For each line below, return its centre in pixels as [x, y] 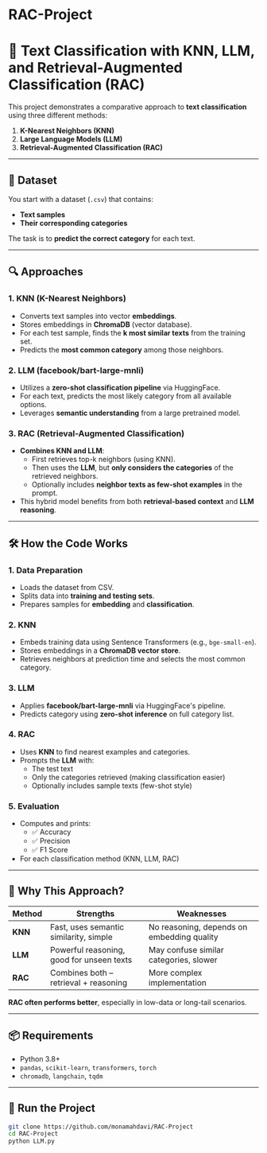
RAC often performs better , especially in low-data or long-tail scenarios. [128, 1002]
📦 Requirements [51, 1036]
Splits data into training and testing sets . [87, 596]
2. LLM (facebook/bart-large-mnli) [76, 370]
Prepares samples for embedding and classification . [107, 604]
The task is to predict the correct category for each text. [102, 238]
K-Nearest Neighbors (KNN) [67, 131]
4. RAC [22, 735]
